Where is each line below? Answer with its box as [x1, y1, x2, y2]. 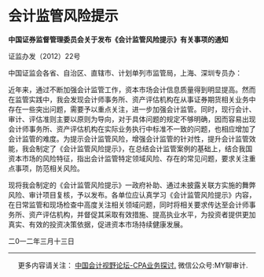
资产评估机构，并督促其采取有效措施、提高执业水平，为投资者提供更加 [28, 209, 256, 219]
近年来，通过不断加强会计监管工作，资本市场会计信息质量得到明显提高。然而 [8, 84, 256, 94]
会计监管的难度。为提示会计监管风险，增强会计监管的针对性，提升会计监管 [8, 134, 249, 143]
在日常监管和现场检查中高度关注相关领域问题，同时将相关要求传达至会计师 [8, 200, 249, 209]
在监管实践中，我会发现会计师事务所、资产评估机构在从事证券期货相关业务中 [8, 94, 256, 104]
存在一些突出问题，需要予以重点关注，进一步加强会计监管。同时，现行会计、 [8, 104, 256, 114]
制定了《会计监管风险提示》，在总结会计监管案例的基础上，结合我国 [35, 143, 253, 153]
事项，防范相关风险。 [14, 163, 84, 173]
